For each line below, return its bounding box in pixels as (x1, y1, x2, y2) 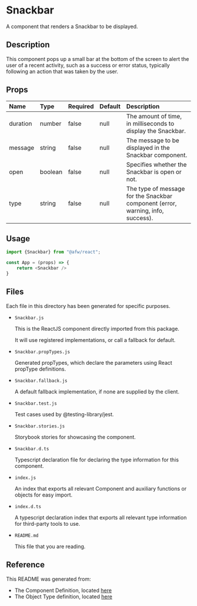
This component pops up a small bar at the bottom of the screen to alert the (6, 55, 189, 62)
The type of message (125, 184, 185, 193)
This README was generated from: (6, 575, 91, 583)
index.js (14, 475, 36, 481)
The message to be (125, 136, 180, 144)
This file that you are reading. (14, 543, 86, 550)
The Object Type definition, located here (14, 593, 113, 600)
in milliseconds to (125, 119, 175, 128)
